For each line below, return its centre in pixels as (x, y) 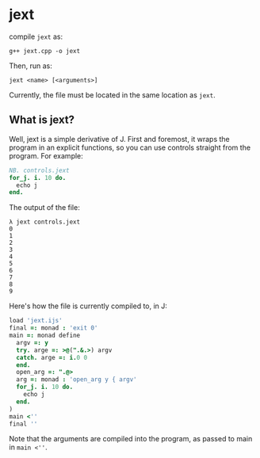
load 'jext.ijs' (36, 321)
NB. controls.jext (39, 170)
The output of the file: (44, 208)
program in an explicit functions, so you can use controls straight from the (130, 147)
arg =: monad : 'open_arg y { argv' (76, 380)
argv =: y (32, 342)
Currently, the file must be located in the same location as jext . (113, 95)
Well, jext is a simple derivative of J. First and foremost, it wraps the (120, 139)
